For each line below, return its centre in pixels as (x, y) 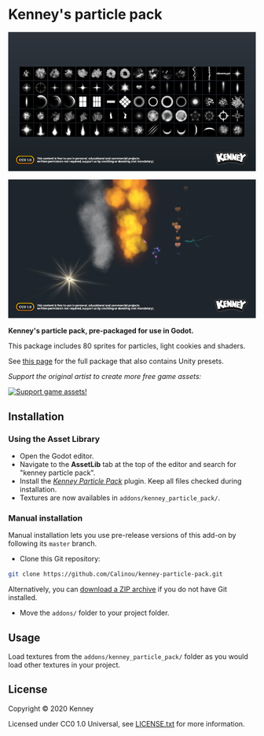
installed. (23, 598)
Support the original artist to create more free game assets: (105, 377)
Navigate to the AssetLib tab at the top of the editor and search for (128, 465)
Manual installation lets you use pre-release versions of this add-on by (122, 535)
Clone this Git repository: (60, 559)
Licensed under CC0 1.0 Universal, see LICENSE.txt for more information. (126, 723)
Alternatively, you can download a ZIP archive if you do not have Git (118, 589)
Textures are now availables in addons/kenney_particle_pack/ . (120, 498)
